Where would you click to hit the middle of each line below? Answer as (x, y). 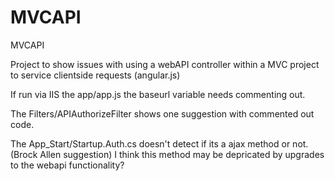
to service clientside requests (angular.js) (95, 75)
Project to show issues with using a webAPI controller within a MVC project (165, 64)
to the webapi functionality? (67, 165)
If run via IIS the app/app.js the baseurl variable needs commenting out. (158, 94)
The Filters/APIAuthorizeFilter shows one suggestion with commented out (162, 113)
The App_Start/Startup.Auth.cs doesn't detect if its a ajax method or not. (159, 143)
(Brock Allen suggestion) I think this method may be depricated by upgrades (167, 154)
